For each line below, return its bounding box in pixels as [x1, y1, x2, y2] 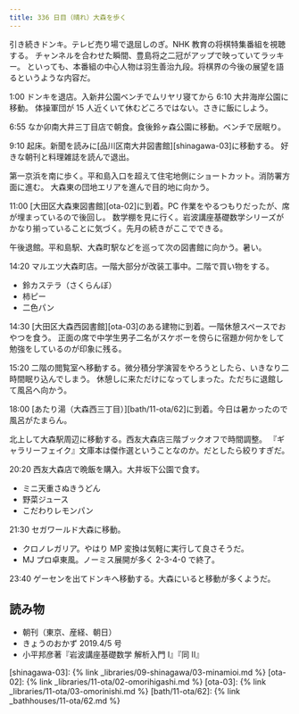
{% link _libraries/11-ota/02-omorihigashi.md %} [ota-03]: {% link [26, 677, 266, 687]
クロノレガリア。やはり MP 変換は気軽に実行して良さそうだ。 [21, 543, 250, 553]
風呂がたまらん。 [9, 414, 72, 425]
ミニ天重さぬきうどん [21, 483, 101, 494]
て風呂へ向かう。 [9, 385, 72, 395]
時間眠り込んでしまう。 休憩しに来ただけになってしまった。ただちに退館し [9, 373, 284, 384]
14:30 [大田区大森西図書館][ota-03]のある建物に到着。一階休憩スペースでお [9, 320, 287, 331]
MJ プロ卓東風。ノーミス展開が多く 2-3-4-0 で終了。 [21, 554, 220, 565]
